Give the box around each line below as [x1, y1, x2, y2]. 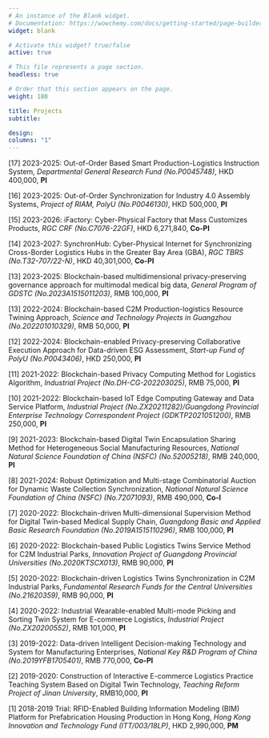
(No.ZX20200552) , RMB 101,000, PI [8, 623, 126, 633]
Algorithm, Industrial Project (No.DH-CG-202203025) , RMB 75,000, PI [8, 378, 240, 387]
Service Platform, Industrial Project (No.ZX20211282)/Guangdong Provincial [8, 402, 259, 412]
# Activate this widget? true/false [8, 41, 130, 49]
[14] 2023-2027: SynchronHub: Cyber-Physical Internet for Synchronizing [8, 239, 252, 249]
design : [8, 129, 34, 137]
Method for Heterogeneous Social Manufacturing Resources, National [8, 443, 239, 453]
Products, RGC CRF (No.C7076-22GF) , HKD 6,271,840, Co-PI [8, 224, 210, 233]
